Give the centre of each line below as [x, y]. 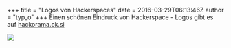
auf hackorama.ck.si [36, 24]
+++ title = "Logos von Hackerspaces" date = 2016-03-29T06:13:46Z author [115, 10]
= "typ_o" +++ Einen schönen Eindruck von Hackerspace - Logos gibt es [110, 17]
